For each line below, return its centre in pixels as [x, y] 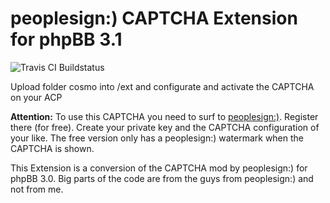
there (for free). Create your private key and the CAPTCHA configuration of [165, 127]
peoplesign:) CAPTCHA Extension [154, 18]
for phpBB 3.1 [66, 39]
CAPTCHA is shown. [52, 148]
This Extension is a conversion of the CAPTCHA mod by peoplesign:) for [159, 168]
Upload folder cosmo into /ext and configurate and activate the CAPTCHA [162, 86]
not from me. [37, 189]
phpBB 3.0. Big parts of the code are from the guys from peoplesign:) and [162, 178]
